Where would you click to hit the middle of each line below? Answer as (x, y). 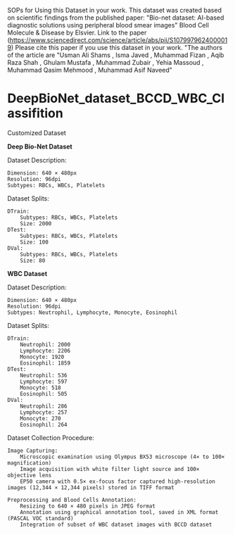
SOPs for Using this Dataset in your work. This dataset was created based (114, 10)
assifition (35, 114)
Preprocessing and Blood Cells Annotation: (72, 500)
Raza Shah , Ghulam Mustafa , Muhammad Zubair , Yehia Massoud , (106, 62)
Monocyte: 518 (40, 388)
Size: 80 (33, 260)
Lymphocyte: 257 (44, 412)
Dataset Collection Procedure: (51, 438)
